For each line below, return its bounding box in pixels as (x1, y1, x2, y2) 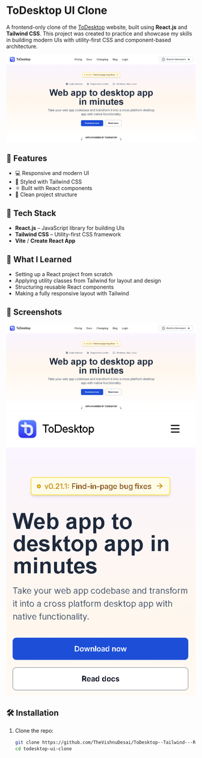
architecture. (6, 43, 38, 50)
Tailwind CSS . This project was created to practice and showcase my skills (6, 29, 192, 37)
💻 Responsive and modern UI (14, 170, 90, 177)
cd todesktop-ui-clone (14, 745, 72, 752)
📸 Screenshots (6, 307, 63, 318)
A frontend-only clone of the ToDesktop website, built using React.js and (6, 23, 188, 31)
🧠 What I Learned (6, 254, 72, 265)
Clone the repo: (14, 727, 54, 734)
